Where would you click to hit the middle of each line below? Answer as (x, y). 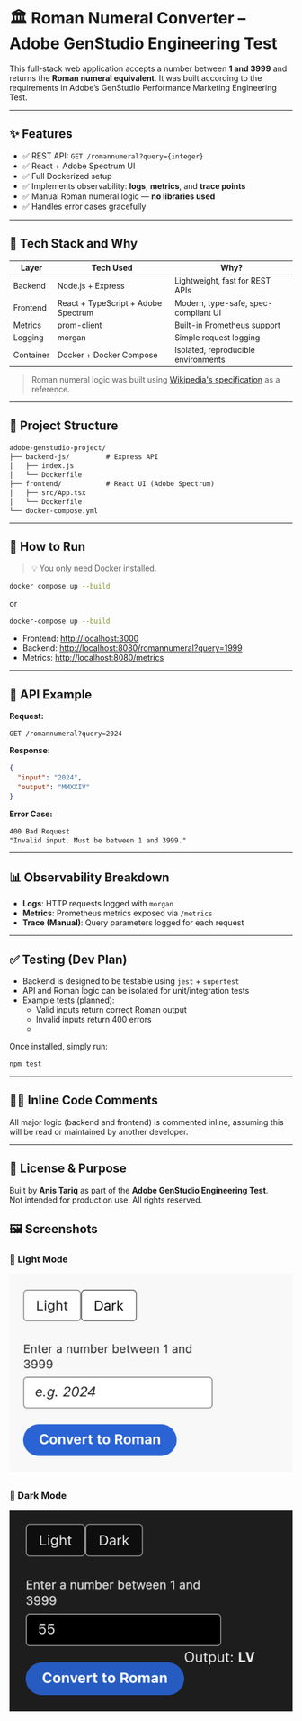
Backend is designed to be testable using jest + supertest (131, 981)
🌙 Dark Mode (38, 1496)
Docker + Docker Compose (107, 355)
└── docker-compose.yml (54, 510)
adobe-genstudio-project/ (58, 447)
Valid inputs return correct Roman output (111, 1010)
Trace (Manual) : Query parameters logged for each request (133, 923)
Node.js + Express (91, 285)
